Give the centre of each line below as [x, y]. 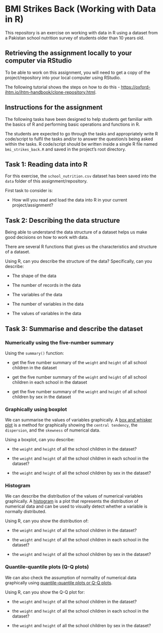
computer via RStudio [38, 61]
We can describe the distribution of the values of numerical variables [74, 496]
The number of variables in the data [48, 304]
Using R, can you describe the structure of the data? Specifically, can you [79, 261]
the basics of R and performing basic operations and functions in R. [73, 124]
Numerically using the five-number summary [59, 342]
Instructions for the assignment [54, 108]
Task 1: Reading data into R [46, 164]
